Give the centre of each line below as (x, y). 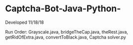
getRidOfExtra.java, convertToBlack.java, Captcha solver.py (66, 37)
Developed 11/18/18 (24, 22)
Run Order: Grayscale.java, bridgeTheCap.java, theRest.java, (67, 32)
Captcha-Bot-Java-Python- (63, 9)
